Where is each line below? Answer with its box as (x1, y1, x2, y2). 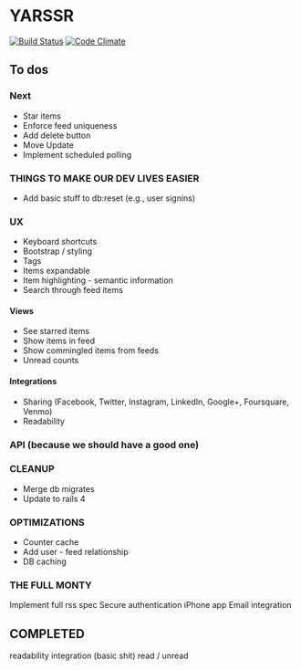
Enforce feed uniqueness (22, 120, 118, 131)
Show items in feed (22, 335, 96, 347)
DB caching (22, 556, 67, 567)
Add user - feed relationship (22, 547, 130, 558)
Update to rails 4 (22, 493, 86, 504)
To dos (9, 62, 49, 78)
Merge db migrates (22, 483, 95, 494)
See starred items (22, 326, 89, 337)
